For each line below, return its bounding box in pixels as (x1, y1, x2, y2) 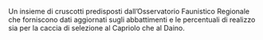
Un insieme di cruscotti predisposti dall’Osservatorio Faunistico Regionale (8, 7, 249, 16)
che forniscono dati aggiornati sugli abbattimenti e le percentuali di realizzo (8, 15, 256, 24)
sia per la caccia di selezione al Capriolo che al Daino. (8, 24, 185, 32)
